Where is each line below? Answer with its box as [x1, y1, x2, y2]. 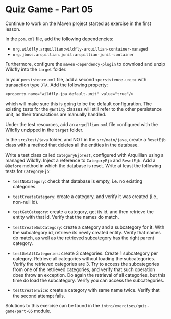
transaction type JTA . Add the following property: [5, 82, 108, 88]
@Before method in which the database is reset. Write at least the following [5, 162, 162, 169]
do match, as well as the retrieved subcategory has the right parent [12, 235, 155, 241]
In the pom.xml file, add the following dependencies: [5, 36, 114, 42]
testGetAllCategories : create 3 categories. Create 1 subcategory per [12, 250, 158, 256]
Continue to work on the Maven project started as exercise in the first [5, 20, 152, 27]
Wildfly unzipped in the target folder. [5, 127, 84, 133]
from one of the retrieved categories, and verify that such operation [12, 266, 155, 273]
